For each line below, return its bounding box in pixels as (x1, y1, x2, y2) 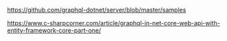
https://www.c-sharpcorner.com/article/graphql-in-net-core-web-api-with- (7, 19, 221, 27)
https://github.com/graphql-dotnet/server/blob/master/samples (7, 6, 187, 14)
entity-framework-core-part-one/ (7, 27, 101, 34)
